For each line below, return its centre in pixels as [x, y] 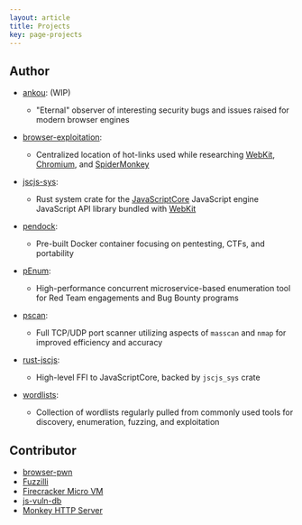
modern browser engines [82, 120]
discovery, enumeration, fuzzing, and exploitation [128, 422]
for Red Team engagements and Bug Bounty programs [137, 298]
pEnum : [37, 271]
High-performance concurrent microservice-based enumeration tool [163, 289]
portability [55, 253]
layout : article [40, 18]
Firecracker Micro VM [63, 491]
